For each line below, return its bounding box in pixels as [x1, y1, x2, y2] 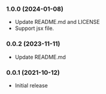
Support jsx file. [14, 25, 54, 32]
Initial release [14, 81, 48, 89]
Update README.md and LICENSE [14, 19, 100, 26]
